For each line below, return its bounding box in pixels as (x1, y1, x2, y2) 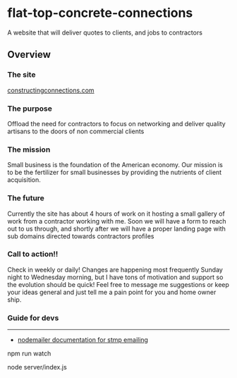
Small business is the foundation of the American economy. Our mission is (7, 161, 224, 169)
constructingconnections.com (7, 86, 95, 94)
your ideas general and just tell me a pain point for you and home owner (7, 288, 217, 296)
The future (7, 193, 44, 203)
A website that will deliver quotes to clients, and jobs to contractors (7, 28, 203, 37)
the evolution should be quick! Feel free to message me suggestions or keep (7, 280, 229, 288)
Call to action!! (7, 249, 59, 259)
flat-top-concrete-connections (7, 5, 193, 21)
